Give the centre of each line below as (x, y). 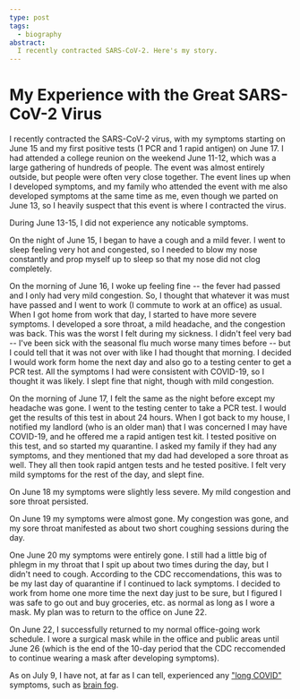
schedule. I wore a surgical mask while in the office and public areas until (144, 639)
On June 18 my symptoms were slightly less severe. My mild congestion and (150, 492)
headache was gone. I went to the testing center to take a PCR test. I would (148, 408)
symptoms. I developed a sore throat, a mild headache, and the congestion (147, 324)
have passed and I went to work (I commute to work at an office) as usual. (146, 305)
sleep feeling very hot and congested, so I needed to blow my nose (133, 250)
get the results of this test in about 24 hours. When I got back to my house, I (150, 418)
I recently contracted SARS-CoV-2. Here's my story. (118, 51)
